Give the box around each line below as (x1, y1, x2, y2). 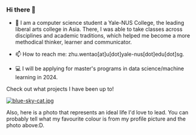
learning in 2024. (15, 74, 58, 81)
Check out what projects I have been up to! (6, 85, 114, 93)
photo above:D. (6, 122, 44, 129)
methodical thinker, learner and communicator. (15, 39, 132, 46)
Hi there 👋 (6, 5, 36, 14)
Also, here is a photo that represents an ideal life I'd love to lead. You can (6, 109, 189, 116)
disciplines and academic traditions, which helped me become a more (15, 32, 191, 39)
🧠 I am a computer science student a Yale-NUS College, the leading (15, 19, 184, 27)
